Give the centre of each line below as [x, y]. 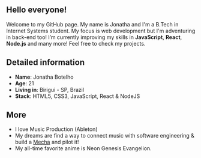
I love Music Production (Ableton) [56, 129]
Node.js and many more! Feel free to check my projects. [76, 43]
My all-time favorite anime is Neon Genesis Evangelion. [83, 148]
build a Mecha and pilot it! [47, 142]
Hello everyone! [37, 10]
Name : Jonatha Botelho [44, 77]
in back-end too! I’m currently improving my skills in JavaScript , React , [94, 37]
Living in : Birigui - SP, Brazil [49, 90]
